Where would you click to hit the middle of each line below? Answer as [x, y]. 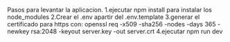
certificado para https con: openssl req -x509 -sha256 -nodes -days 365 [112, 24]
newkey [18, 31]
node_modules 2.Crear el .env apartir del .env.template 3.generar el [104, 17]
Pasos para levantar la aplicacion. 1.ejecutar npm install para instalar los [110, 10]
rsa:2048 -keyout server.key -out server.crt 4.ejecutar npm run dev [127, 31]
